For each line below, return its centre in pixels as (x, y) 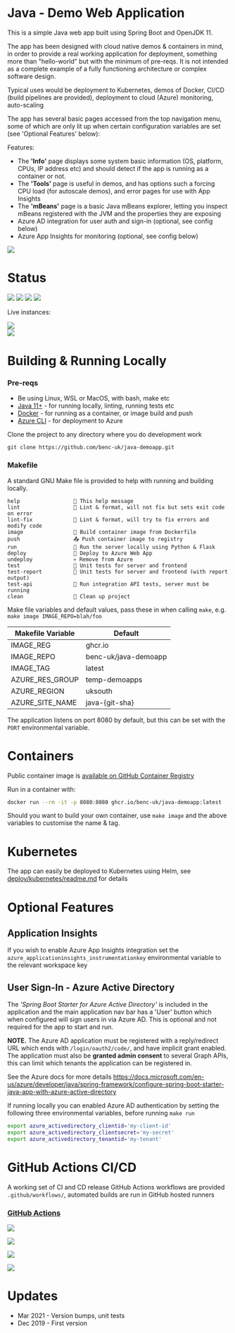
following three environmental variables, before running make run (101, 1113)
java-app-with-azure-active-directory (62, 1092)
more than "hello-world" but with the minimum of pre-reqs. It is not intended (118, 61)
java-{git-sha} (110, 702)
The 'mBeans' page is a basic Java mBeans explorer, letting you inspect (122, 206)
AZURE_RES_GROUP (45, 680)
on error (20, 514)
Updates (33, 1296)
